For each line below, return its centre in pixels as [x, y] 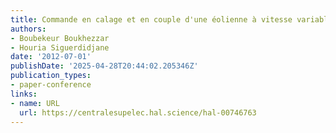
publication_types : [51, 76]
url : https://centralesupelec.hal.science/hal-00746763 [138, 112]
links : [24, 94]
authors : [28, 29]
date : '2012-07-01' [51, 57]
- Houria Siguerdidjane [60, 47]
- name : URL [35, 103]
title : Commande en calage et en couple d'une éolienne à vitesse [151, 19]
